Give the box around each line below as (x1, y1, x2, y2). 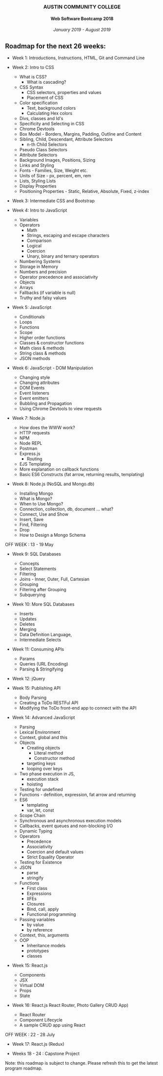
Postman (19, 446, 38, 452)
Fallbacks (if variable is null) (19, 290, 76, 296)
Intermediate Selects (19, 637, 61, 643)
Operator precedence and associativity (19, 274, 99, 280)
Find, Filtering (19, 522, 47, 527)
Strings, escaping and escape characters (26, 233, 110, 239)
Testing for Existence (19, 860, 62, 865)
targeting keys (26, 761, 56, 766)
